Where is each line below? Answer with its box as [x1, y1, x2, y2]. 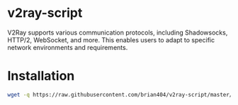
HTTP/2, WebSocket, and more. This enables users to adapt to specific [7, 35, 215, 44]
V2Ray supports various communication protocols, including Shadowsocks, [7, 28, 228, 37]
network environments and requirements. [7, 43, 128, 51]
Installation [7, 68, 75, 84]
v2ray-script [7, 5, 83, 21]
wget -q [7, 91, 30, 98]
